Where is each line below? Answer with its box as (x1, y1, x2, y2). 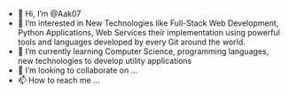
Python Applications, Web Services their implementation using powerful (17, 27, 281, 37)
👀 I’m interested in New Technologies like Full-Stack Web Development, (17, 18, 279, 28)
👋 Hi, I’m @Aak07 (17, 9, 82, 19)
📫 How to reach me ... (17, 75, 100, 85)
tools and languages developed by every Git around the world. (17, 36, 246, 47)
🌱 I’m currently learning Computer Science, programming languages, (17, 46, 269, 57)
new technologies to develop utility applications (17, 56, 192, 66)
